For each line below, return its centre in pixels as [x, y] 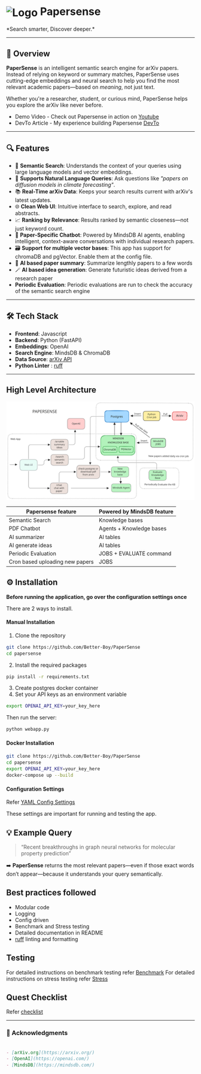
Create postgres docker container [57, 688]
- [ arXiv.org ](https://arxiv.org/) [51, 1052]
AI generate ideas [31, 545]
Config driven [32, 920]
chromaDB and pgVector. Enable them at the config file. [83, 256]
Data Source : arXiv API [43, 359]
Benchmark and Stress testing [52, 926]
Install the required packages [51, 665]
